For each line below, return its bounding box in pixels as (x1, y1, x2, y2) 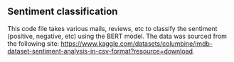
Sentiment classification (7, 6, 118, 18)
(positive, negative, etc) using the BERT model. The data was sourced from (7, 32, 228, 40)
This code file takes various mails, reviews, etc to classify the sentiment (7, 24, 218, 32)
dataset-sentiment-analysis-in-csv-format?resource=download (7, 46, 193, 55)
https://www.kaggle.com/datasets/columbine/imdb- (60, 39, 213, 48)
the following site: (7, 39, 60, 48)
